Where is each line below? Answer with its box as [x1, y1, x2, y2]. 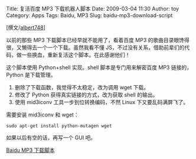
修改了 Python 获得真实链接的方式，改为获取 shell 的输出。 [14, 91, 158, 98]
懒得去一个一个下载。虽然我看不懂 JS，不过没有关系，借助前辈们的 [21, 44, 185, 51]
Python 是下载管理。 [6, 72, 56, 78]
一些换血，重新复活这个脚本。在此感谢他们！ [21, 51, 130, 58]
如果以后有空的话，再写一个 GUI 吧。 [6, 134, 96, 141]
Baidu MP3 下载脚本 [6, 147, 55, 154]
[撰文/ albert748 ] [6, 24, 46, 31]
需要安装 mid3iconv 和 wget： [6, 111, 79, 118]
